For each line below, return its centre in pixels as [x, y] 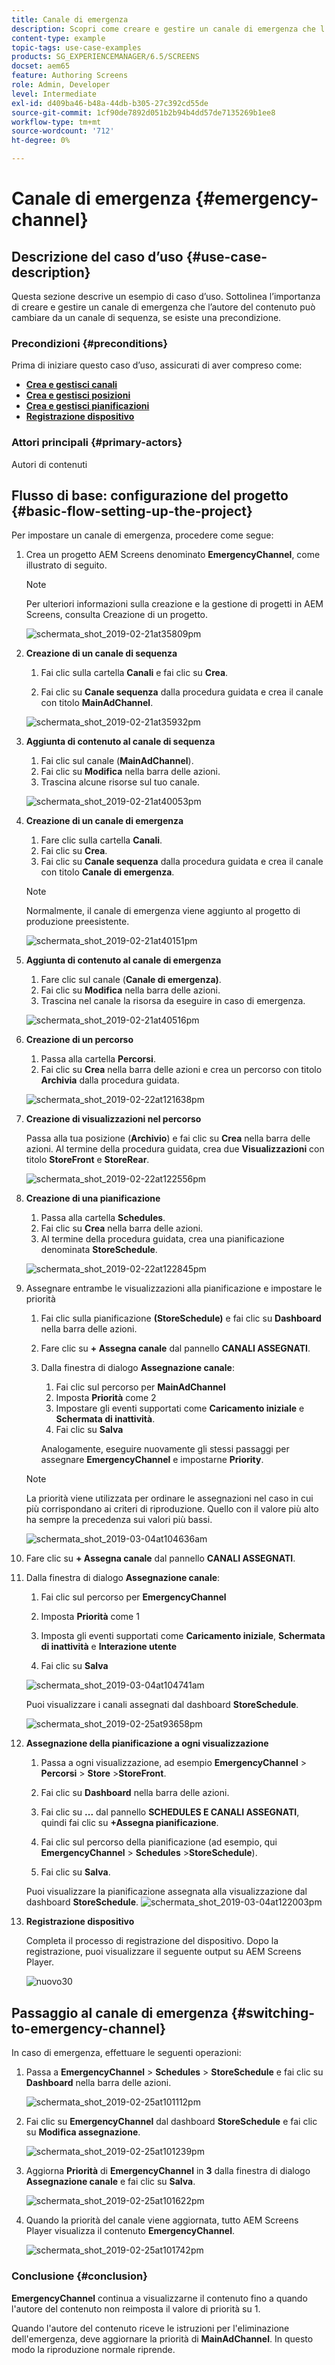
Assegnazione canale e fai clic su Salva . [110, 2182]
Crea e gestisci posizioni [78, 395]
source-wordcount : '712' [63, 131]
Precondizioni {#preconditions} [90, 343]
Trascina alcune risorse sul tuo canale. [120, 782]
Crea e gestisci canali [71, 385]
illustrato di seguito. [66, 565]
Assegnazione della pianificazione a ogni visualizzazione [147, 1743]
